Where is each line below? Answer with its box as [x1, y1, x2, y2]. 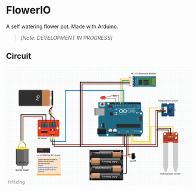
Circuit [6, 51, 32, 62]
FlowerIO [6, 4, 51, 17]
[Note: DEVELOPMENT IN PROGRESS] [20, 34, 113, 41]
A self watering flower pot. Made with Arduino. [6, 23, 119, 30]
